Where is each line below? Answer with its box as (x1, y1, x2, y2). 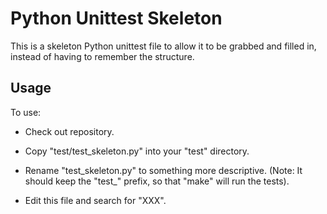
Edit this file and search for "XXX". (24, 194, 167, 206)
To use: (10, 106, 42, 118)
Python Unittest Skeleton (10, 7, 223, 30)
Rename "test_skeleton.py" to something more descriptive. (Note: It (24, 164, 303, 176)
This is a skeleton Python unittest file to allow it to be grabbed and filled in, (10, 40, 317, 52)
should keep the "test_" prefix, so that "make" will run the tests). (24, 175, 290, 187)
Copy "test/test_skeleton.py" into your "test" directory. (24, 145, 250, 157)
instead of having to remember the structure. (10, 50, 195, 62)
